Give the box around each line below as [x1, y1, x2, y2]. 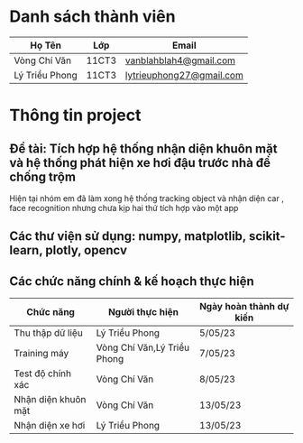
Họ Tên [30, 39, 61, 51]
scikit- [248, 228, 286, 245]
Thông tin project [9, 106, 142, 125]
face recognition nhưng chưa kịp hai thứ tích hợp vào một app [9, 202, 239, 213]
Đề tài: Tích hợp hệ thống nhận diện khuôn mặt [9, 141, 278, 156]
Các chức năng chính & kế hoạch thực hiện [9, 273, 254, 289]
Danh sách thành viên [9, 6, 176, 27]
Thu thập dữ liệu [14, 327, 83, 339]
